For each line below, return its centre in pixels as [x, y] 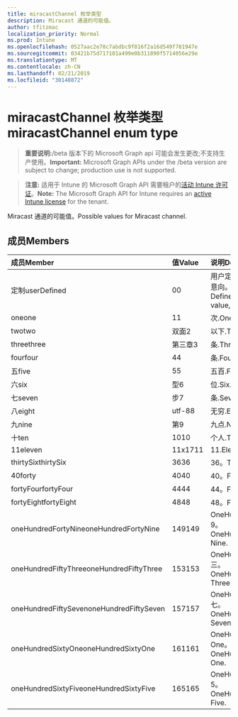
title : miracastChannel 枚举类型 [55, 14]
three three [28, 344]
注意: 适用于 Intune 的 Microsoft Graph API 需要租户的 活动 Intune [119, 185]
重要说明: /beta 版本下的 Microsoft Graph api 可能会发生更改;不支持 [122, 153]
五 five [21, 371]
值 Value [185, 263]
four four [25, 358]
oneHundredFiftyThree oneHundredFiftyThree [87, 569]
